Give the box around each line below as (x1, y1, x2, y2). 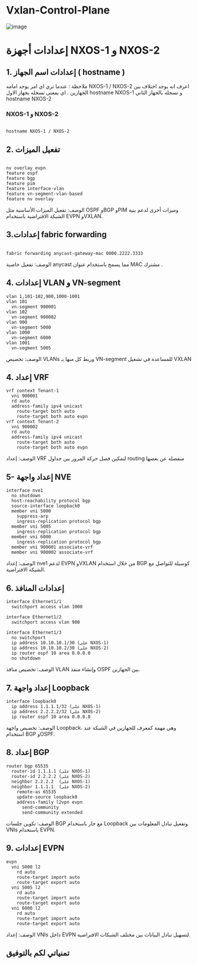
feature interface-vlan (6, 186, 65, 192)
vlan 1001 (6, 340, 31, 346)
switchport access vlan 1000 (11, 604, 83, 610)
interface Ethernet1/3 (6, 630, 62, 636)
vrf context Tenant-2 (6, 419, 59, 425)
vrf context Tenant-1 (6, 388, 59, 394)
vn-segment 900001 (11, 304, 57, 310)
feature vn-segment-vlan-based (6, 191, 83, 197)
